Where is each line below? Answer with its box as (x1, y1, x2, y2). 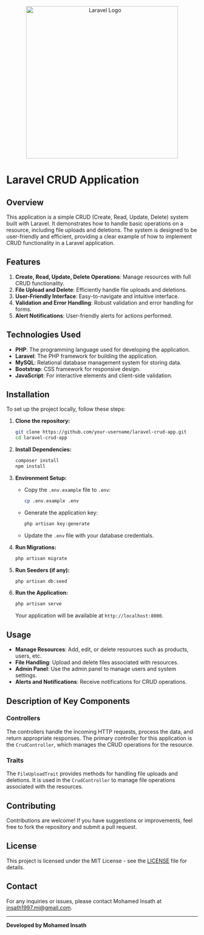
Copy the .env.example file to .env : (24, 486, 111, 493)
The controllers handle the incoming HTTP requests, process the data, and (6, 728, 193, 735)
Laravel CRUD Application (6, 173, 140, 187)
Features (6, 257, 41, 268)
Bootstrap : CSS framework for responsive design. (15, 365, 141, 372)
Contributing (6, 800, 56, 811)
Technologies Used (6, 330, 81, 340)
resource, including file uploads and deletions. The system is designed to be (6, 226, 197, 233)
